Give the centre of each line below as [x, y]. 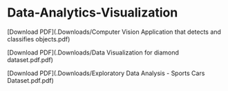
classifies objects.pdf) [39, 39]
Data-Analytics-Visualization [93, 13]
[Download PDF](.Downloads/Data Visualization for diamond [93, 52]
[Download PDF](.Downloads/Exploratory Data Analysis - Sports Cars [106, 73]
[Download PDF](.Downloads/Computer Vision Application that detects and [114, 32]
